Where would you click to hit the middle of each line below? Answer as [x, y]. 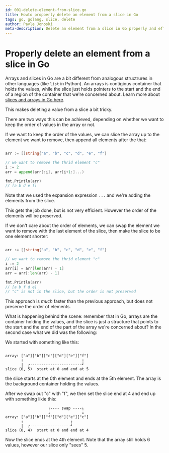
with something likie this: [31, 399]
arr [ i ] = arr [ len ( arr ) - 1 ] [35, 268]
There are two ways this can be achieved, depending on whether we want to [84, 120]
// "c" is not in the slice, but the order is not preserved [71, 292]
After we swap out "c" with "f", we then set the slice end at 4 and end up [80, 393]
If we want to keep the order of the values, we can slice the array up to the [82, 135]
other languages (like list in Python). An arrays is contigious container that [83, 84]
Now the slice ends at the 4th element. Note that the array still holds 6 [78, 440]
